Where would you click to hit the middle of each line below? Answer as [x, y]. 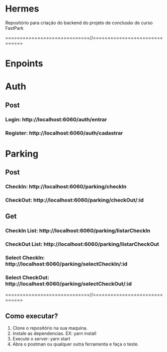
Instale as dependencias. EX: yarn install [54, 333]
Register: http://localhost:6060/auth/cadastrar [64, 133]
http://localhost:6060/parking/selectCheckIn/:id [66, 264]
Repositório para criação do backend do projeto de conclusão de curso [79, 23]
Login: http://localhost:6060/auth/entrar [56, 119]
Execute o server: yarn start [41, 339]
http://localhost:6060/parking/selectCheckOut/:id [69, 284]
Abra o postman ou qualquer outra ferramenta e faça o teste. [76, 344]
